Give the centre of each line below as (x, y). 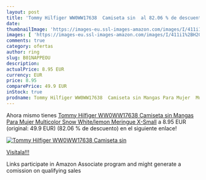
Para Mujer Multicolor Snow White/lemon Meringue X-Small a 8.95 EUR (96, 122)
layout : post (23, 12)
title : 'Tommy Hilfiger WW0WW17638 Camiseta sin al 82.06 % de (91, 18)
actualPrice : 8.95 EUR (35, 69)
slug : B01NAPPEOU (29, 58)
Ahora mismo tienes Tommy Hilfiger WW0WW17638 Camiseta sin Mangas (100, 115)
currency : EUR (25, 75)
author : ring (23, 52)
